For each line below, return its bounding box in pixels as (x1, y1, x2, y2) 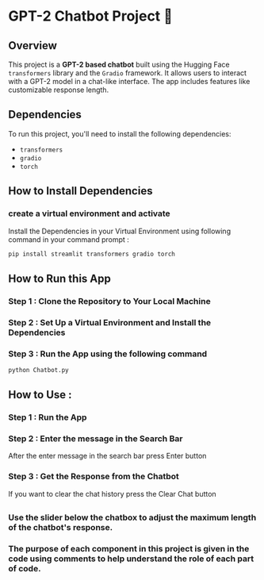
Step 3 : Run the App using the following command (8, 348, 208, 359)
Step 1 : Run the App (8, 412, 87, 423)
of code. (8, 563, 41, 574)
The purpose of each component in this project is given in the (8, 544, 250, 554)
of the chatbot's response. (8, 522, 113, 533)
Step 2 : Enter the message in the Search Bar (8, 433, 183, 444)
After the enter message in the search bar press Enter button (8, 451, 207, 461)
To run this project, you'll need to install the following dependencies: (8, 129, 231, 138)
